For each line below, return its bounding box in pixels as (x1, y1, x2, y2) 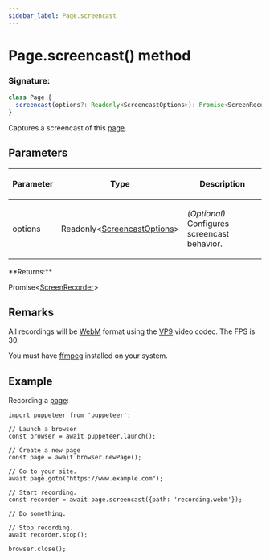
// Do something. (8, 510, 67, 518)
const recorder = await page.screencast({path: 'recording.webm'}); (8, 496, 243, 504)
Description (199, 178, 246, 189)
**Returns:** (8, 266, 53, 276)
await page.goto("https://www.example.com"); (8, 475, 163, 483)
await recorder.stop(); (8, 531, 88, 539)
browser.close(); (8, 545, 67, 554)
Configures (186, 218, 230, 229)
